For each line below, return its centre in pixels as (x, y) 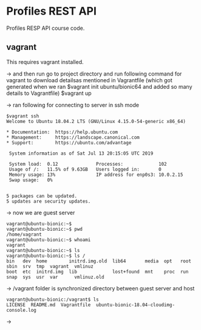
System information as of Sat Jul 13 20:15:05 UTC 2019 (81, 153)
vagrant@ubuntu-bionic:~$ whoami (49, 240)
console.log (21, 310)
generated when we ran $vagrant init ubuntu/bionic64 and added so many (99, 86)
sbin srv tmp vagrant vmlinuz (50, 266)
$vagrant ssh (23, 116)
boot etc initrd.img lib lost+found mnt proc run (97, 272)
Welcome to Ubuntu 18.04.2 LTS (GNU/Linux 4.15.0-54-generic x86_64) (96, 121)
